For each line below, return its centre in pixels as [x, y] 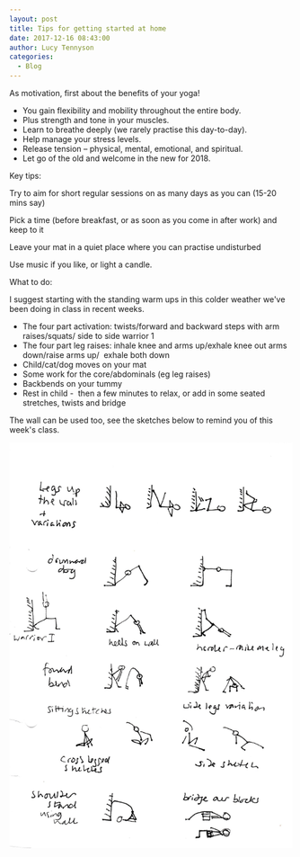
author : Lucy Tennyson [52, 48]
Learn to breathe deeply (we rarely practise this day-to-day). [135, 129]
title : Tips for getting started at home [88, 28]
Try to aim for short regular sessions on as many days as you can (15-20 [143, 193]
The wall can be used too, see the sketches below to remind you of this [141, 420]
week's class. [35, 430]
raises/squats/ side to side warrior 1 [88, 336]
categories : [31, 57]
